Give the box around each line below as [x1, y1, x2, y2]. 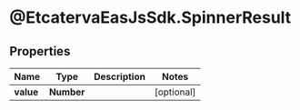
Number [48, 85, 85, 98]
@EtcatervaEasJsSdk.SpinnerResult [9, 7, 292, 28]
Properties [9, 44, 71, 59]
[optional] [154, 85, 196, 98]
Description [94, 71, 145, 83]
